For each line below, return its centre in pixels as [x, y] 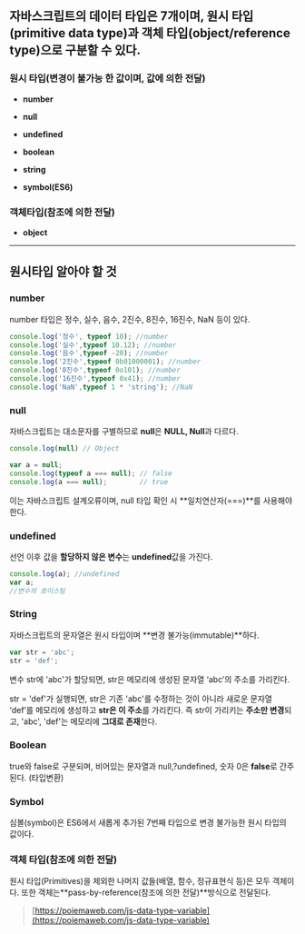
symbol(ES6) [48, 187]
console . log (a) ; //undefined [64, 574]
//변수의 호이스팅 [38, 591]
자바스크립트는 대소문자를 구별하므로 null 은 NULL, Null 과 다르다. [124, 432]
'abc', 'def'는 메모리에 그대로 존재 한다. [89, 721]
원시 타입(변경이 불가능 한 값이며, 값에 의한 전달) [108, 78]
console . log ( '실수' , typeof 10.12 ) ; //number [93, 345]
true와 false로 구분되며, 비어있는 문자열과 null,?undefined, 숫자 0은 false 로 [143, 766]
